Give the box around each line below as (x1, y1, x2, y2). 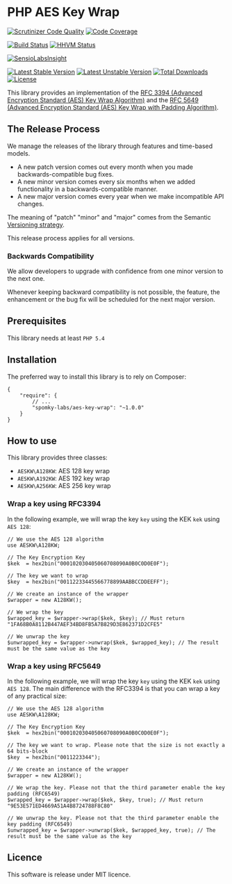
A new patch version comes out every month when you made (17, 163, 193, 171)
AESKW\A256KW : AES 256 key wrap (17, 482, 111, 490)
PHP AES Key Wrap (7, 4, 120, 20)
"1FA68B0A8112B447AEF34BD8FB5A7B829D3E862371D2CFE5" (7, 621, 163, 628)
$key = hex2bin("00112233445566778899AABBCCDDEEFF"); (7, 578, 169, 585)
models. (7, 149, 31, 157)
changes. (17, 199, 44, 208)
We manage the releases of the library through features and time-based (7, 142, 213, 150)
